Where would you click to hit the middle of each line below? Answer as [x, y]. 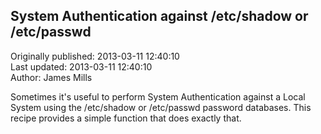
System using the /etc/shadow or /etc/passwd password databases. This [161, 107]
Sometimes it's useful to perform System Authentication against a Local [158, 96]
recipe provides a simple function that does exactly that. [126, 118]
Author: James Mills [51, 77]
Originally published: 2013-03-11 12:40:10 [95, 56]
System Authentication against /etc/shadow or [159, 16]
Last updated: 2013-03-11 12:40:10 [81, 66]
